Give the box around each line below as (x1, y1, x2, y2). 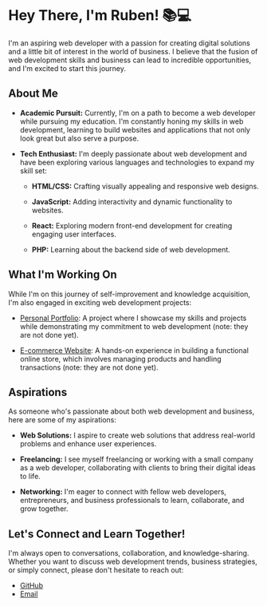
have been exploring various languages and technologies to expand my (19, 157, 255, 167)
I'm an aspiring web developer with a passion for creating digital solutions (8, 38, 251, 48)
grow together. (19, 504, 69, 513)
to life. (19, 472, 41, 481)
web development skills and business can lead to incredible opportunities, (8, 55, 252, 65)
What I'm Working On (8, 268, 117, 282)
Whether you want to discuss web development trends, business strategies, (8, 556, 257, 567)
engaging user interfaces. (31, 229, 117, 239)
